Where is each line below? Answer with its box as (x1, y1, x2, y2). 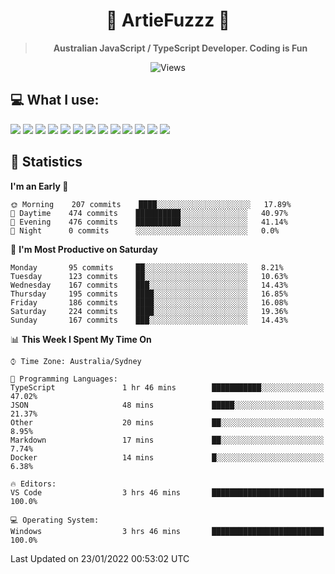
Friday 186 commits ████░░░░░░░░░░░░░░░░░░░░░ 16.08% (10, 297, 288, 308)
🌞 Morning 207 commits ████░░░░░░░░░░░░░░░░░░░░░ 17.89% (10, 199, 292, 209)
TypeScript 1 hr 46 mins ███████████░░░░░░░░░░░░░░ (10, 382, 325, 393)
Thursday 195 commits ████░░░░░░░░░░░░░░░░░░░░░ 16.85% (10, 289, 288, 299)
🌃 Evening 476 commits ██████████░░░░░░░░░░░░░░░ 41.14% (10, 217, 288, 227)
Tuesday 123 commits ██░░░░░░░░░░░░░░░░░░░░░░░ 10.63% (10, 271, 288, 281)
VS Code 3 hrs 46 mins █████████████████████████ (10, 487, 325, 498)
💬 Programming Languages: (10, 374, 118, 384)
